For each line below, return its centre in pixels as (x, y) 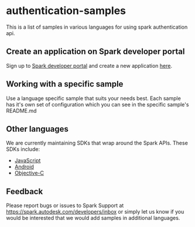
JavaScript (28, 161)
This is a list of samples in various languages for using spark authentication (97, 27)
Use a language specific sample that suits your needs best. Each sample (94, 98)
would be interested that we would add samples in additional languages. (93, 218)
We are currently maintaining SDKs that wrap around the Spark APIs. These (97, 143)
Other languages (37, 129)
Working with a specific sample (65, 84)
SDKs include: (23, 149)
